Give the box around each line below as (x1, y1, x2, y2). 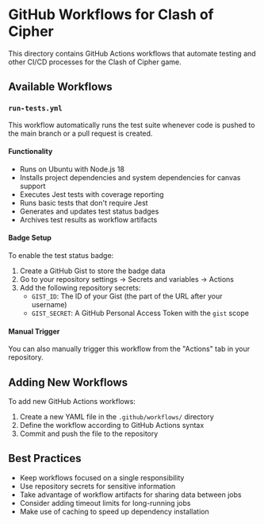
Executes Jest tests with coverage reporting (19, 189, 164, 199)
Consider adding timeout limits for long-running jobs (19, 498, 191, 507)
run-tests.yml (8, 104, 63, 113)
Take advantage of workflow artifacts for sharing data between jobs (19, 490, 242, 499)
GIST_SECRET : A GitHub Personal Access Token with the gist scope (31, 308, 250, 318)
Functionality (8, 147, 53, 156)
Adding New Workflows (8, 376, 128, 389)
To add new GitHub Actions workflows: (8, 397, 136, 406)
